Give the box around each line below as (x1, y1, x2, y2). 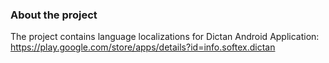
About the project (10, 8, 98, 22)
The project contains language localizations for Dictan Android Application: (10, 31, 320, 43)
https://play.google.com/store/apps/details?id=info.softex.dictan (10, 41, 276, 53)
